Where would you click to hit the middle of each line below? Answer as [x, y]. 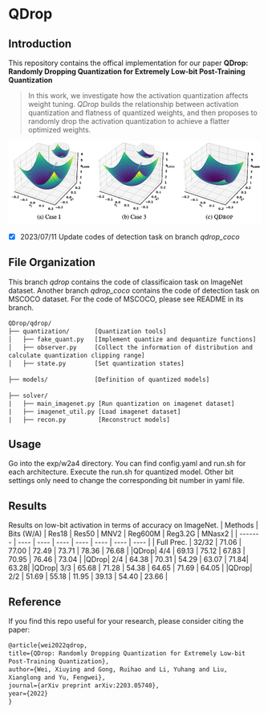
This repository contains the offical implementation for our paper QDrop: [128, 63]
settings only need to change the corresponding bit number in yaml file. [126, 481]
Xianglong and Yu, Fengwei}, [57, 678]
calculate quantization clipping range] [77, 355]
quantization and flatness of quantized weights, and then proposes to [143, 113]
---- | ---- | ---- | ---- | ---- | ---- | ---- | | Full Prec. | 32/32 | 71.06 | [130, 543]
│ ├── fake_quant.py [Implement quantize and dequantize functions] [132, 339]
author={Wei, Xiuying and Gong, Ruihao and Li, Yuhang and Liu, [118, 670]
